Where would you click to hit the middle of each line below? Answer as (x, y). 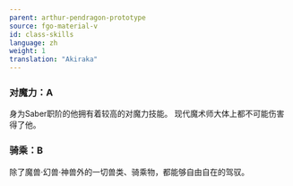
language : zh (34, 43)
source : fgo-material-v (54, 26)
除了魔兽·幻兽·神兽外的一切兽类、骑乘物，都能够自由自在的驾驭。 (129, 172)
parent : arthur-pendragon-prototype (78, 18)
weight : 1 (28, 51)
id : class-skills (42, 34)
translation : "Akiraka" (54, 59)
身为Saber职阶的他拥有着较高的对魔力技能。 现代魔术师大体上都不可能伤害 (147, 114)
